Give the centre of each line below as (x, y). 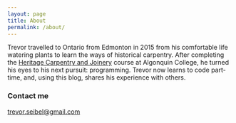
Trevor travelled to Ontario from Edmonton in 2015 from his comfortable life (118, 48)
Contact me (28, 96)
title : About (27, 21)
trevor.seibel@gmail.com (44, 112)
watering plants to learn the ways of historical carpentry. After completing (116, 55)
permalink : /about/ (36, 27)
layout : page (27, 14)
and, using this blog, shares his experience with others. (105, 77)
